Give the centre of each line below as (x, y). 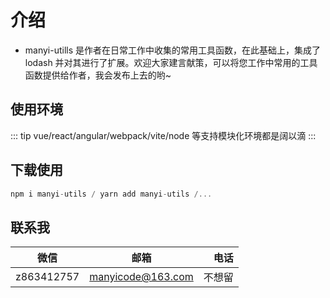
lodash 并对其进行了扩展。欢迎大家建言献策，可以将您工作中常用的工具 (171, 62)
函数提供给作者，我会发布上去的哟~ (98, 75)
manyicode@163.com (141, 277)
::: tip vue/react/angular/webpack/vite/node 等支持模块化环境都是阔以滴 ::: (163, 135)
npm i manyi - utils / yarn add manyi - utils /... (111, 194)
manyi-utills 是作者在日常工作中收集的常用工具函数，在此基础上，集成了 (173, 50)
